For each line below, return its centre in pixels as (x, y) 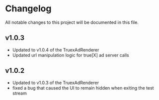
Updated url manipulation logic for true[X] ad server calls (71, 55)
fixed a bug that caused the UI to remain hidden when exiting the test (83, 88)
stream (20, 93)
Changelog (28, 9)
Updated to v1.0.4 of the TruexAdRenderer (56, 50)
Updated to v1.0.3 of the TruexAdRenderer (56, 83)
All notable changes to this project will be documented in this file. (72, 22)
